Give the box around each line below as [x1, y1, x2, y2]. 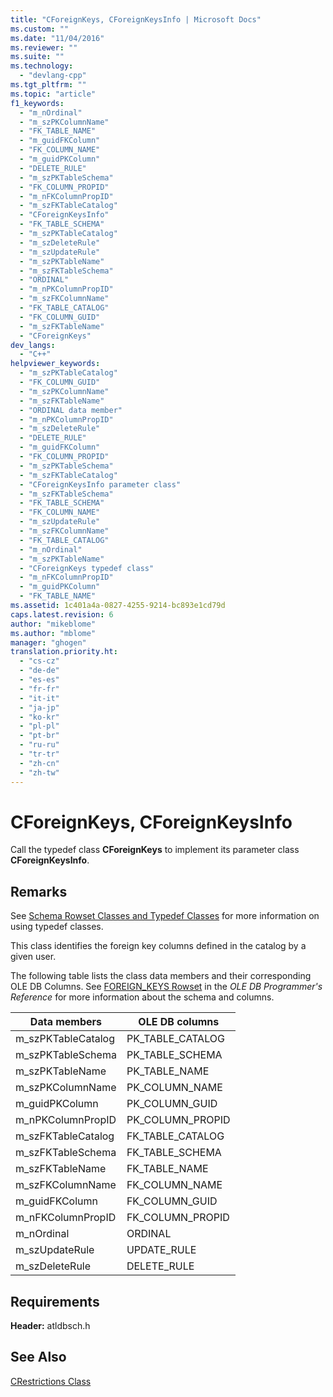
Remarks [10, 883, 68, 900]
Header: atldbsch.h [10, 1320, 91, 1332]
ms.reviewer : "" [10, 42, 78, 53]
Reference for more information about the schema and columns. [10, 991, 275, 1003]
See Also [10, 1349, 67, 1366]
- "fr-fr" [19, 684, 60, 694]
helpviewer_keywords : [10, 359, 101, 369]
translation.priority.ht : [10, 647, 118, 657]
